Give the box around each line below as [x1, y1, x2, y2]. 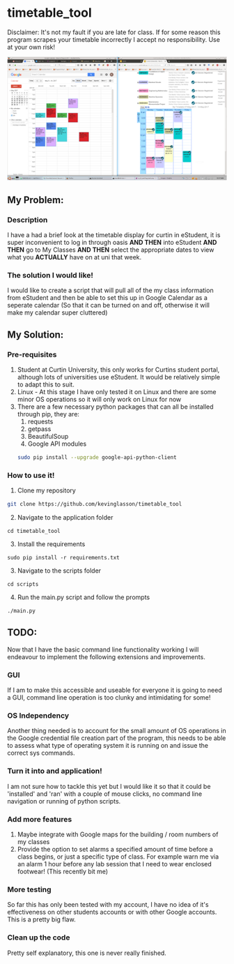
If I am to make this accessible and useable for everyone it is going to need [7, 686, 222, 695]
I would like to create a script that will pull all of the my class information [7, 286, 214, 294]
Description [7, 215, 48, 225]
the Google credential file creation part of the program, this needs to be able [7, 734, 226, 742]
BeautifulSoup [27, 432, 69, 441]
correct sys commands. [7, 748, 75, 758]
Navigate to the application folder [17, 513, 114, 522]
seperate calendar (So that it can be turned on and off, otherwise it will [7, 301, 210, 310]
